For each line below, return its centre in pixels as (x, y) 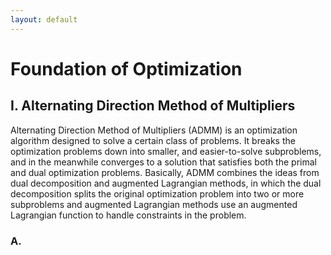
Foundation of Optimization (126, 68)
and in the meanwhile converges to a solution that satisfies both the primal (163, 162)
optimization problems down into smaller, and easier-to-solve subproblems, (166, 151)
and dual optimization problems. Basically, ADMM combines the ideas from (165, 172)
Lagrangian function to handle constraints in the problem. (128, 215)
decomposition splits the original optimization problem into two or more (157, 193)
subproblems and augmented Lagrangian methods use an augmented (154, 204)
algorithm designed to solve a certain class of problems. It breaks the (153, 140)
